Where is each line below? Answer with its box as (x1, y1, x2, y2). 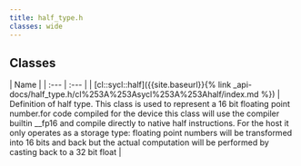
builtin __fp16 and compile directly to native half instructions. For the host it (9, 118, 289, 129)
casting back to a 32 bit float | (9, 147, 122, 158)
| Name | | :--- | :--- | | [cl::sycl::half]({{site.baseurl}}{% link (9, 79, 232, 91)
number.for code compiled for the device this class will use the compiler (9, 108, 280, 119)
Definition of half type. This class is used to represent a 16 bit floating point (9, 99, 291, 110)
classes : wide (9, 22, 64, 31)
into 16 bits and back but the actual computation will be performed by (9, 137, 270, 148)
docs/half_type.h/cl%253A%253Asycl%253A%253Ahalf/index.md (9, 89, 259, 100)
